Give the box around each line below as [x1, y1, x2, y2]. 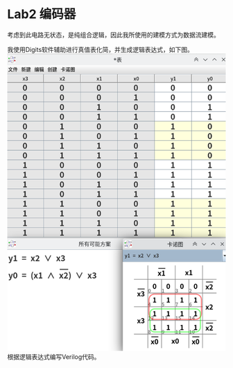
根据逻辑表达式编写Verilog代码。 [7, 353, 101, 361]
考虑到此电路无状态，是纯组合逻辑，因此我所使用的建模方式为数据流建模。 [7, 31, 220, 39]
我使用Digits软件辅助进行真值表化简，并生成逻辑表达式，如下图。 [7, 45, 194, 53]
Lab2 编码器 [7, 6, 76, 22]
